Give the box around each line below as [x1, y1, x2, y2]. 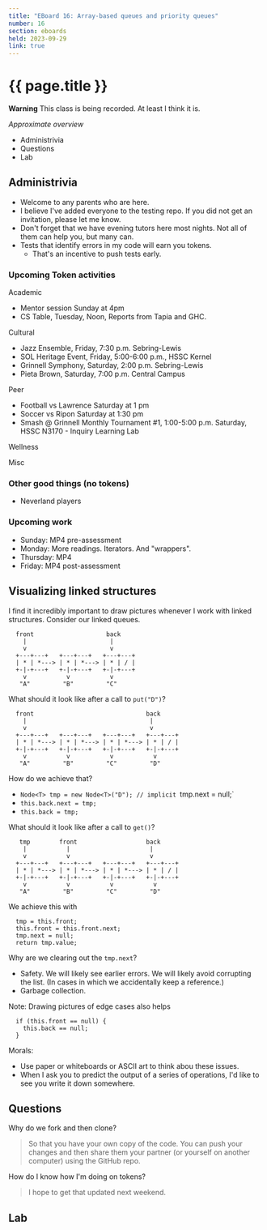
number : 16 [8, 19, 45, 28]
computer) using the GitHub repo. [28, 1156, 141, 1166]
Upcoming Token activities [8, 269, 116, 280]
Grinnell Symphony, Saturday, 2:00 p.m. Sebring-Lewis [19, 361, 204, 370]
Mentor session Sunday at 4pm [19, 303, 125, 313]
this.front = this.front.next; [15, 925, 121, 933]
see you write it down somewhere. [19, 1078, 135, 1088]
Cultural [8, 327, 35, 337]
